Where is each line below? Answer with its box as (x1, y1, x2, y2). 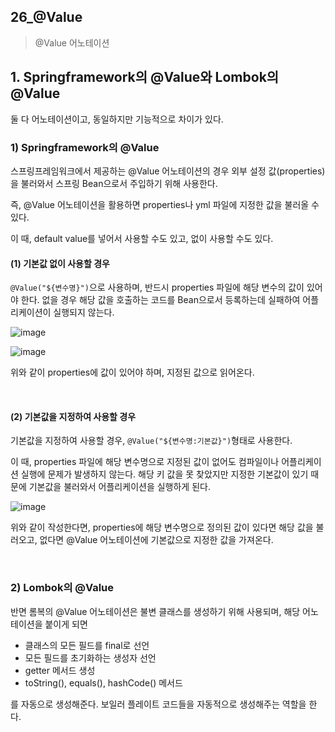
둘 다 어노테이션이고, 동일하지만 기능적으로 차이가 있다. (10, 113, 224, 125)
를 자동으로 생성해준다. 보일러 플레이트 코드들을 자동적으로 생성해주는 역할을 (10, 698, 307, 710)
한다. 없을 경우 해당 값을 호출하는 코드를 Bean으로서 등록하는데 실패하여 (20, 294, 301, 306)
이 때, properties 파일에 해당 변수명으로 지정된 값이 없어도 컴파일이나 (10, 456, 280, 468)
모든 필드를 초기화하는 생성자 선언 (24, 651, 157, 664)
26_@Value (10, 9, 83, 26)
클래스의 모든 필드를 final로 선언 (24, 639, 150, 651)
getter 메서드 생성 (24, 664, 96, 676)
